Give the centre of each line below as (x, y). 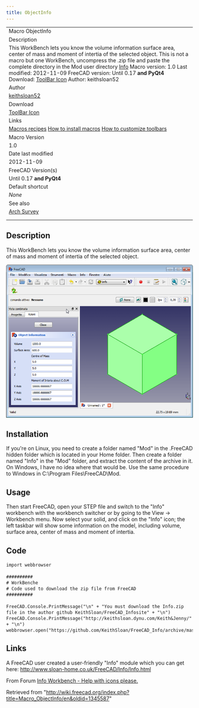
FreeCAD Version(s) (33, 170)
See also (19, 203)
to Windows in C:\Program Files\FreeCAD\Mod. (64, 474)
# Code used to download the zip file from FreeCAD (71, 589)
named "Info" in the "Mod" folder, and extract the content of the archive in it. (99, 461)
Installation (27, 434)
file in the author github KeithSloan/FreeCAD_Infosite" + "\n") (88, 613)
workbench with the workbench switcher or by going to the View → (88, 513)
